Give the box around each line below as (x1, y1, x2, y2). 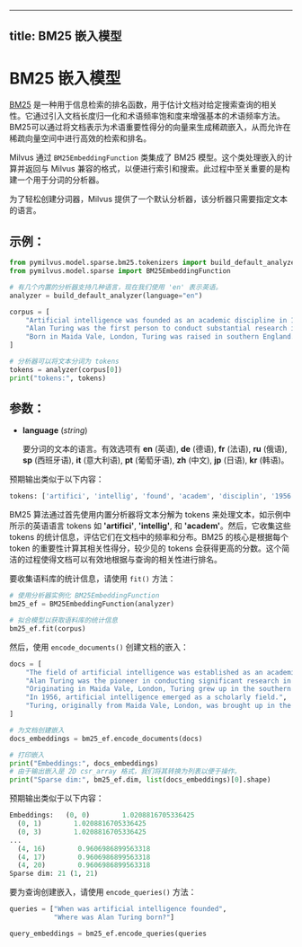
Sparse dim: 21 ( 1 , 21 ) (9, 869, 99, 879)
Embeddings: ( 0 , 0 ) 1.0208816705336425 (9, 810, 195, 820)
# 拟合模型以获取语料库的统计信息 (9, 616, 119, 625)
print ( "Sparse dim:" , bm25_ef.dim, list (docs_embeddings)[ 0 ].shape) (9, 775, 271, 784)
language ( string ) (22, 425, 88, 436)
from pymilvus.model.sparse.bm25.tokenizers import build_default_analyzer (9, 258, 299, 268)
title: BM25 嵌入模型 (9, 29, 123, 44)
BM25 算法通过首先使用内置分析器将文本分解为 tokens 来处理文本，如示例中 (9, 509, 291, 520)
